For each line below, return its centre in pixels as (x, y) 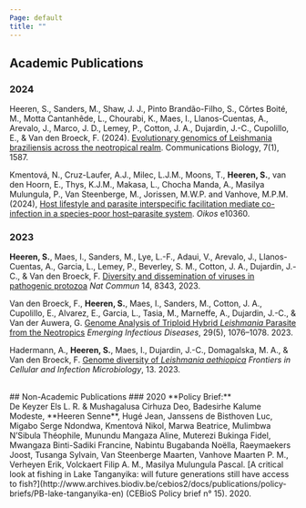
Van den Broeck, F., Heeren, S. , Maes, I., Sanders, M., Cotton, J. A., (136, 304)
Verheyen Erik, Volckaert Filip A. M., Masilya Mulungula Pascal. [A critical (147, 464)
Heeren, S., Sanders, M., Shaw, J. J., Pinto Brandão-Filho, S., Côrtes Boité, (149, 109)
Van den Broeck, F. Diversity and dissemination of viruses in (142, 276)
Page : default (36, 18)
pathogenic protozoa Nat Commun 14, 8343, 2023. (105, 286)
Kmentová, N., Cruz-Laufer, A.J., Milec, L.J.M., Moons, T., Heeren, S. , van (148, 175)
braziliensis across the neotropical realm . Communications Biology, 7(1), (144, 147)
